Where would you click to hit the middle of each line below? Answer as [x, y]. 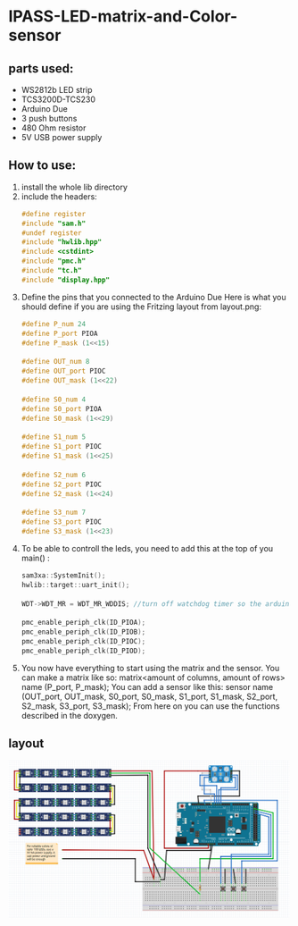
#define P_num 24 [54, 324]
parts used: [41, 68]
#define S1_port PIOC [61, 447]
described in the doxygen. [69, 715]
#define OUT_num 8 [55, 362]
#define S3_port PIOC [61, 522]
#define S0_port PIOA [61, 408]
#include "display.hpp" [66, 280]
